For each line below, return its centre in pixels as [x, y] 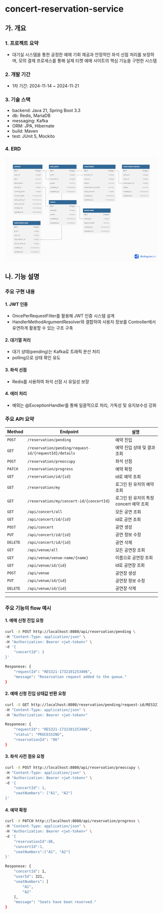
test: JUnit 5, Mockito [33, 136]
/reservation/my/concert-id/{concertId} [69, 501]
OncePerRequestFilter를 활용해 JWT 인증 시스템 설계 [63, 316]
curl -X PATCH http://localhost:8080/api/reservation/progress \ [72, 821]
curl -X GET [17, 705]
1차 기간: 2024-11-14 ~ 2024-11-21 [45, 86]
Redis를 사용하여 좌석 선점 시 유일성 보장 [50, 382]
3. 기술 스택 [18, 100]
